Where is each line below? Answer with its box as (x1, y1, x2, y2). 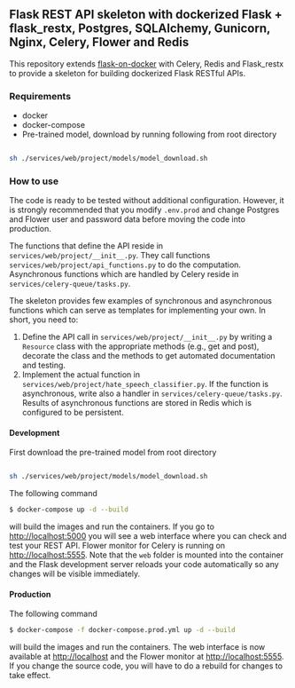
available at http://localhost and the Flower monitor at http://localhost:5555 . (9, 652, 284, 662)
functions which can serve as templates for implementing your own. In (9, 305, 266, 316)
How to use (9, 175, 59, 187)
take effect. (9, 670, 51, 681)
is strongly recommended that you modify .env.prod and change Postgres (9, 204, 280, 216)
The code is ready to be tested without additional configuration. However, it (9, 195, 285, 206)
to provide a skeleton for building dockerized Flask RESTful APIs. (9, 67, 246, 78)
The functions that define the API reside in (9, 241, 164, 251)
